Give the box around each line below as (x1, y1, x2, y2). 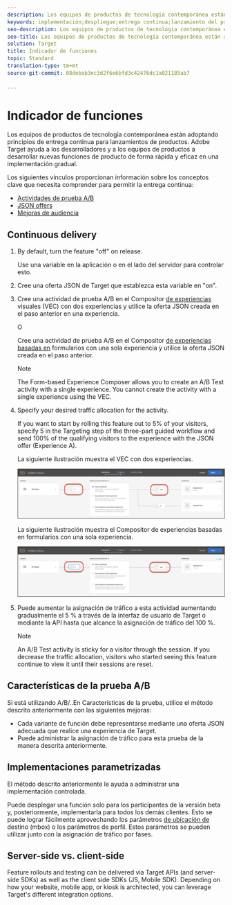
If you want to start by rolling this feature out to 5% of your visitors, (17, 420, 209, 428)
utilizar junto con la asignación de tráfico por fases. (7, 830, 153, 838)
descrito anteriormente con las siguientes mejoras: (7, 706, 152, 714)
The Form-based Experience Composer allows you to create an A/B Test (17, 378, 224, 386)
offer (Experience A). (17, 442, 77, 450)
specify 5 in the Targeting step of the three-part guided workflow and (17, 427, 215, 436)
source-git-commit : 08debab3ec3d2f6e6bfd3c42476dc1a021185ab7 (7, 69, 190, 76)
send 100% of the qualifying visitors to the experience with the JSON (17, 434, 214, 442)
